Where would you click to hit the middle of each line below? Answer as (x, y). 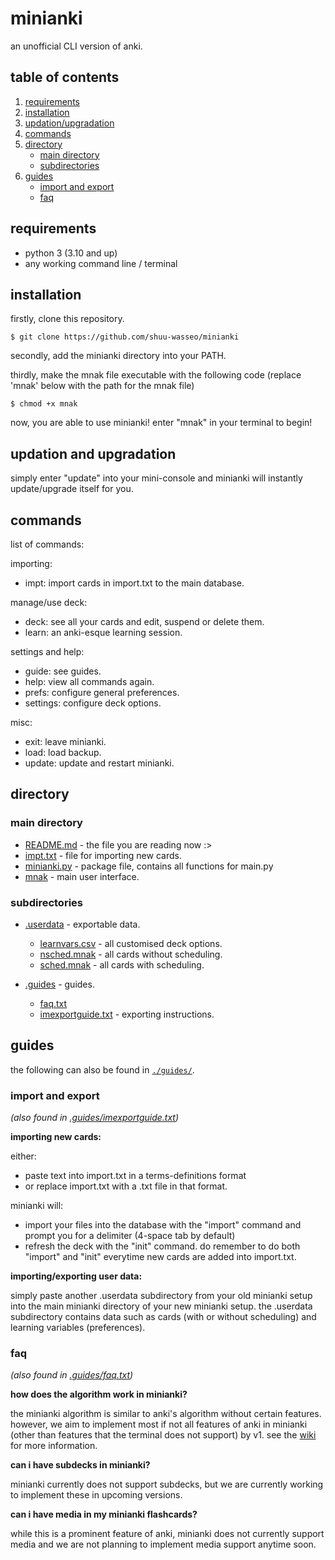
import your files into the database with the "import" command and (163, 1225)
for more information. (54, 1446)
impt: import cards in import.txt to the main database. (134, 583)
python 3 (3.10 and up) (71, 253)
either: (23, 1156)
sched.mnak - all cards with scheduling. (122, 964)
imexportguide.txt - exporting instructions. (127, 1014)
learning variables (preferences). (78, 1328)
